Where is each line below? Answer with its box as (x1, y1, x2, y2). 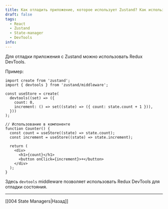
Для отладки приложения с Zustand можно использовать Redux (5, 53, 143, 59)
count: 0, (14, 100, 35, 105)
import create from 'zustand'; (5, 78, 70, 83)
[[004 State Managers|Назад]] (5, 198, 68, 204)
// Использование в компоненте (5, 122, 70, 127)
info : (5, 40, 16, 45)
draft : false (5, 12, 32, 17)
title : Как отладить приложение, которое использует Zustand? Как (5, 7, 146, 12)
